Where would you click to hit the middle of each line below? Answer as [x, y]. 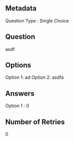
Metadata [21, 8]
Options [18, 65]
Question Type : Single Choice [37, 20]
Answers [20, 93]
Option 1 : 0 [17, 106]
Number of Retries [35, 122]
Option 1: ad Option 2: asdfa [34, 77]
